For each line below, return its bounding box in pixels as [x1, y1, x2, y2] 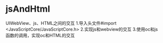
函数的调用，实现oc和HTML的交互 [5, 32, 75, 38]
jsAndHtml [5, 3, 50, 15]
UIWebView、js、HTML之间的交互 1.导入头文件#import [5, 20, 117, 26]
